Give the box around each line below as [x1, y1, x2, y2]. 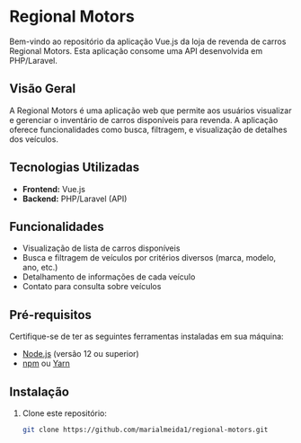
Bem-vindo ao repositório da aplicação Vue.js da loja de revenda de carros [9, 36, 287, 47]
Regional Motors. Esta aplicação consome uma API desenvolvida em [9, 45, 263, 56]
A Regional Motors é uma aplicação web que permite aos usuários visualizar [9, 105, 292, 116]
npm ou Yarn [22, 358, 70, 369]
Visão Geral [9, 81, 76, 96]
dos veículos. [9, 133, 58, 145]
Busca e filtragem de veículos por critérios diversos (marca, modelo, [22, 253, 277, 263]
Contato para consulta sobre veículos [22, 281, 162, 292]
